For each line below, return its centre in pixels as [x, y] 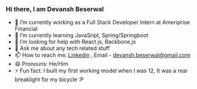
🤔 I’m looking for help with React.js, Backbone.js [75, 42]
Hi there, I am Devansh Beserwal [55, 9]
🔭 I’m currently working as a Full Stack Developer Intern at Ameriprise [102, 23]
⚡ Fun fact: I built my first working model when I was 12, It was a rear [101, 71]
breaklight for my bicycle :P [49, 80]
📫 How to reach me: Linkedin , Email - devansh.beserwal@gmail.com [102, 55]
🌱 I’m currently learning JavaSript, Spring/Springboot [81, 35]
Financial [26, 29]
